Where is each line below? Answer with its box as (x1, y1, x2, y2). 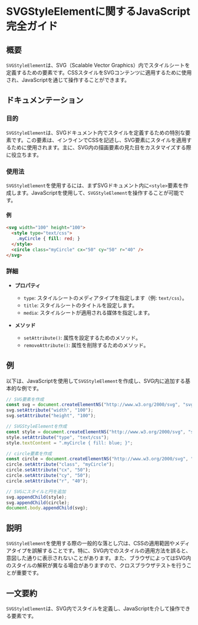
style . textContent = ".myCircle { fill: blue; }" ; (6, 440, 133, 446)
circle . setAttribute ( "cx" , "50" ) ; (6, 467, 91, 473)
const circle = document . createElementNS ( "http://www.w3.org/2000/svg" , (6, 456, 189, 462)
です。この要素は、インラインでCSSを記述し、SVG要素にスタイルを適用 (11, 136, 187, 143)
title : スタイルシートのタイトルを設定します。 (23, 302, 137, 309)
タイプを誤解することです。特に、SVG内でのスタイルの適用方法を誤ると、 (11, 547, 192, 554)
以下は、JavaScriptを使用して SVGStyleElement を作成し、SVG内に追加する (6, 377, 186, 384)
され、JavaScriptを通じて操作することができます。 (6, 77, 130, 83)
